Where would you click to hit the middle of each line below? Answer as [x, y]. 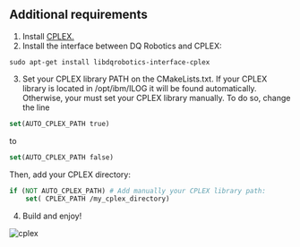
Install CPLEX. [48, 36]
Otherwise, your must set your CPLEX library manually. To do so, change [156, 98]
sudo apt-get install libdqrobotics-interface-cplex [110, 62]
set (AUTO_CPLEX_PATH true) [60, 123]
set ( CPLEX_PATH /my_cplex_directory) [98, 199]
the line [36, 107]
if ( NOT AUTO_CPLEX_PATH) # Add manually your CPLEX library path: [138, 191]
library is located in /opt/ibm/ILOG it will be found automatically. [139, 88]
